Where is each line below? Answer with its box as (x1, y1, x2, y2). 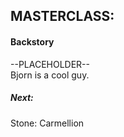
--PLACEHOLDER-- (10, 58, 90, 70)
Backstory (10, 35, 55, 48)
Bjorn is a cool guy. (10, 69, 90, 81)
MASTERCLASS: (10, 8, 115, 25)
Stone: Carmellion (10, 117, 85, 129)
